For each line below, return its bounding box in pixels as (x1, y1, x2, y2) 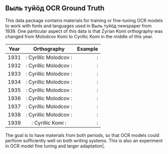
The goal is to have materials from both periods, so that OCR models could (5, 132, 159, 138)
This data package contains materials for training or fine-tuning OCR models (5, 17, 163, 23)
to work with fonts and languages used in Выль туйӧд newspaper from (5, 23, 152, 29)
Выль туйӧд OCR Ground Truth (5, 4, 105, 13)
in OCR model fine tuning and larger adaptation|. (5, 143, 105, 149)
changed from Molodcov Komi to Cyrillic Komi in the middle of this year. (5, 33, 153, 39)
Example (77, 45, 99, 52)
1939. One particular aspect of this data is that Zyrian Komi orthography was (5, 28, 163, 34)
